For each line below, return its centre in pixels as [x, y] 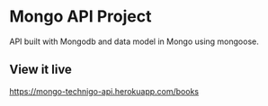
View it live [40, 70]
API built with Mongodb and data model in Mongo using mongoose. [134, 41]
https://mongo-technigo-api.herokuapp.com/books [104, 91]
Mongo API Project [80, 17]
